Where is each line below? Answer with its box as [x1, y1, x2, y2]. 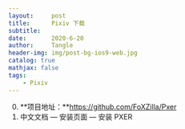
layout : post [8, 11, 66, 20]
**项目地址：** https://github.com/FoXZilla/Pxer [19, 102, 177, 111]
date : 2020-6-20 [8, 34, 84, 42]
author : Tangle [8, 42, 74, 50]
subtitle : [8, 26, 42, 34]
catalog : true [8, 57, 56, 65]
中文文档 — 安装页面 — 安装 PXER [19, 111, 133, 121]
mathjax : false [8, 64, 59, 72]
